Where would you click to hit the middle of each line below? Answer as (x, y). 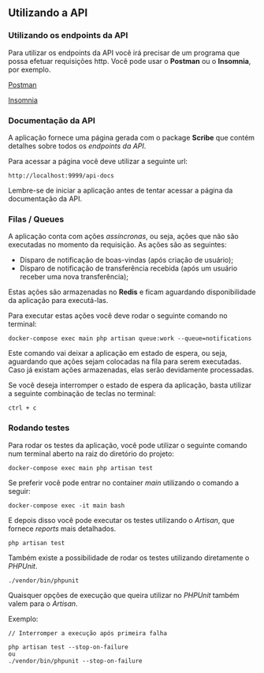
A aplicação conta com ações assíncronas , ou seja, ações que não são (123, 237)
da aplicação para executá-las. (58, 301)
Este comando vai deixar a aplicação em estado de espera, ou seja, (118, 353)
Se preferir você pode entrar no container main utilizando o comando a (123, 482)
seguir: (20, 491)
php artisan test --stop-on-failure (68, 647)
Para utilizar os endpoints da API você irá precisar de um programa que (124, 52)
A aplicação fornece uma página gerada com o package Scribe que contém (131, 137)
